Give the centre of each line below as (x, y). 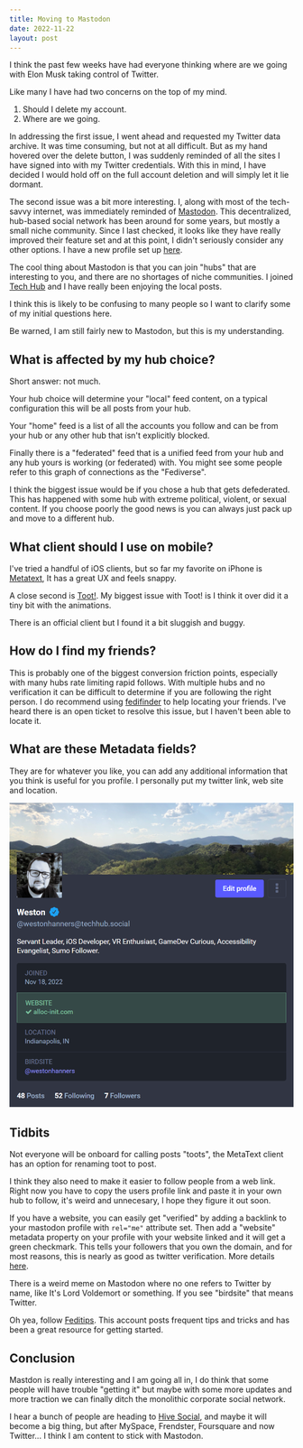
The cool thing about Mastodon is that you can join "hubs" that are (133, 267)
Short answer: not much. (55, 381)
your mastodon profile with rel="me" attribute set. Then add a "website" (142, 1228)
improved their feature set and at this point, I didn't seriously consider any (147, 240)
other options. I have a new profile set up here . (96, 250)
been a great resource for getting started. (87, 1330)
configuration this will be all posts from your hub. (100, 408)
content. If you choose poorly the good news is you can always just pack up (151, 509)
